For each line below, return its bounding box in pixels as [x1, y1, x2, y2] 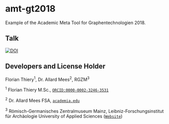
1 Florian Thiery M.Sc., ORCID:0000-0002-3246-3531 [5, 86, 109, 93]
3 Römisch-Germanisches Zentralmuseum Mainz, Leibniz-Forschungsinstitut [5, 107, 164, 114]
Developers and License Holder [5, 62, 106, 71]
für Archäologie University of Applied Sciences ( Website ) [5, 113, 123, 119]
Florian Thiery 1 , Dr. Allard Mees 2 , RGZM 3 [5, 75, 90, 82]
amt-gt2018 [5, 3, 56, 15]
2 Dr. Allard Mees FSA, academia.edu [5, 96, 80, 103]
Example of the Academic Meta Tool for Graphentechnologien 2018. [5, 20, 146, 26]
